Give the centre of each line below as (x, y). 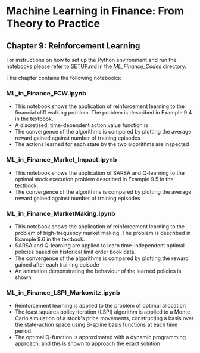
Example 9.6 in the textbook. (50, 239)
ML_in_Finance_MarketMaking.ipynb (61, 213)
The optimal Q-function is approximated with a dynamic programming (100, 337)
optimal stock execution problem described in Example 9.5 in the (94, 179)
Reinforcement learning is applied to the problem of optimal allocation (100, 306)
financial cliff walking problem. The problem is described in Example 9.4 (103, 113)
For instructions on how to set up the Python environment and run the (91, 60)
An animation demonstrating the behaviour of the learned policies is (98, 271)
